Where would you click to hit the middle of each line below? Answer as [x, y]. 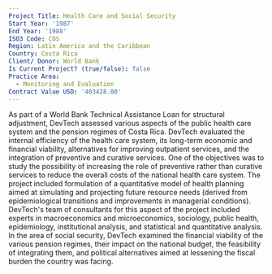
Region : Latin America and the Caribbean [80, 46]
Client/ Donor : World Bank [54, 62]
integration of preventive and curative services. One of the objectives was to [136, 158]
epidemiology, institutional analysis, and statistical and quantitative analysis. [136, 227]
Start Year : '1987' [41, 24]
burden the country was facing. [61, 262]
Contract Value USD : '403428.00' [65, 91]
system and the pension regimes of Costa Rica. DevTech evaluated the [127, 132]
